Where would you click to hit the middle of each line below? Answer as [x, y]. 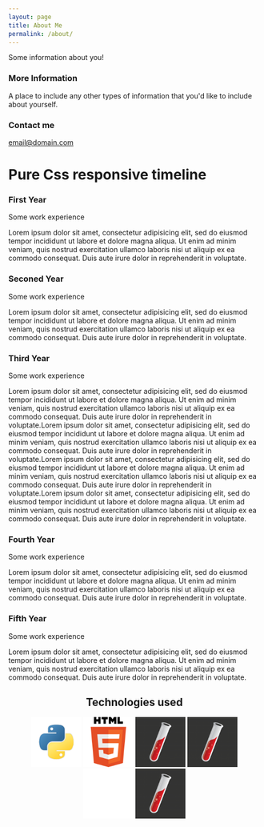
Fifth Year [28, 619]
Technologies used [134, 703]
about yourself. [33, 104]
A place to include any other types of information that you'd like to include [130, 95]
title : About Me [35, 25]
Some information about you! [56, 58]
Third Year [29, 358]
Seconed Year [36, 279]
